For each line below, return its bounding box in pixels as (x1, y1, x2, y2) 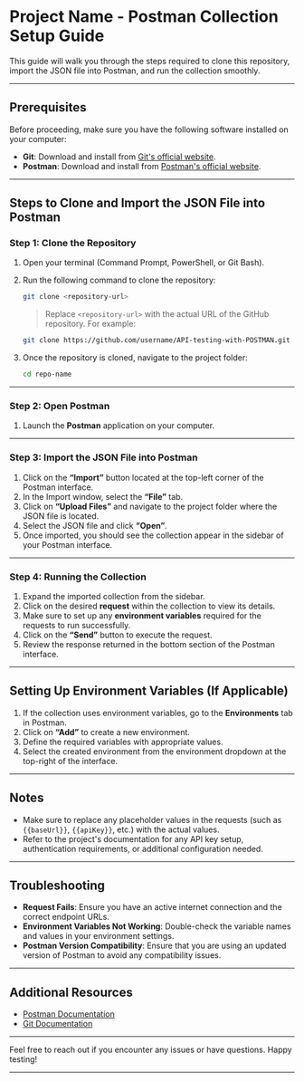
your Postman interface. (22, 539, 113, 550)
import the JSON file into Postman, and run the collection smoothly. (9, 65, 261, 76)
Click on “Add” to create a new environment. (22, 726, 190, 737)
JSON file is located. (22, 510, 100, 522)
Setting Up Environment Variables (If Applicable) (9, 684, 290, 699)
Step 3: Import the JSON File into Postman (9, 451, 198, 464)
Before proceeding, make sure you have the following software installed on (9, 124, 290, 135)
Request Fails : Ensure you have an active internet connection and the (22, 902, 282, 913)
